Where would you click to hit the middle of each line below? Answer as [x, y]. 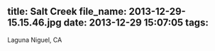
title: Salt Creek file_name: [67, 12]
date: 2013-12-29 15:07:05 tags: [136, 23]
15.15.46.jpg [34, 23]
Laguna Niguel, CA [35, 40]
